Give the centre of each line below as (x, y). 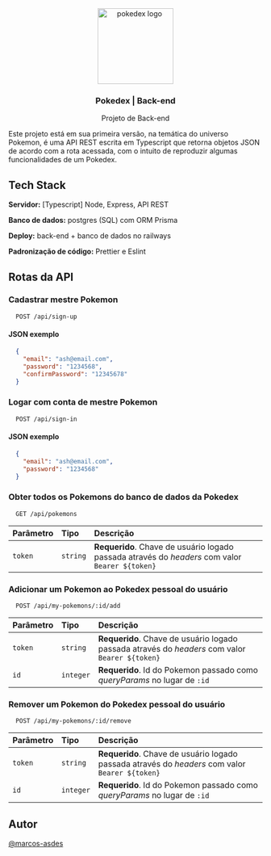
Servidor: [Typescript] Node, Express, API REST (89, 204)
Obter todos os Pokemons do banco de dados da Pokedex (124, 497)
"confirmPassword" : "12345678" (75, 374)
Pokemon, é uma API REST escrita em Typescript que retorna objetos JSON (134, 143)
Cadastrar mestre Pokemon (63, 300)
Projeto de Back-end (135, 118)
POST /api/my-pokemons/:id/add (68, 606)
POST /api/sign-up (47, 317)
